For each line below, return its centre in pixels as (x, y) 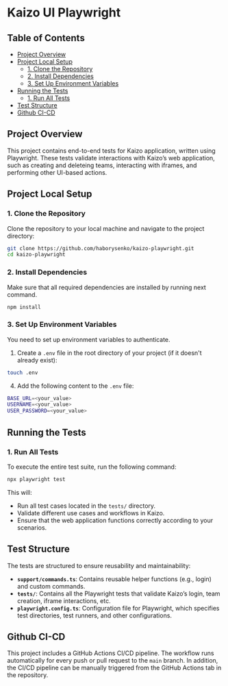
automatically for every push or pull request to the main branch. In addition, (113, 661)
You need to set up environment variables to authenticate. (89, 339)
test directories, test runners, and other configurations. (94, 615)
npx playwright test (37, 479)
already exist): (37, 360)
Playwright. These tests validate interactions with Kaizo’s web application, (111, 158)
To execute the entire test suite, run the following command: (92, 467)
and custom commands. (51, 586)
